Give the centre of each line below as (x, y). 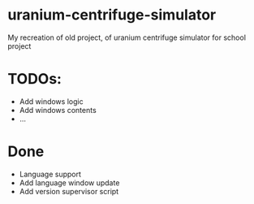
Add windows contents (58, 110)
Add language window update (69, 182)
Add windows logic (51, 101)
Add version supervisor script (69, 191)
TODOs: (35, 79)
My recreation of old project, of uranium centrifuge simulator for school (127, 37)
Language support (50, 174)
